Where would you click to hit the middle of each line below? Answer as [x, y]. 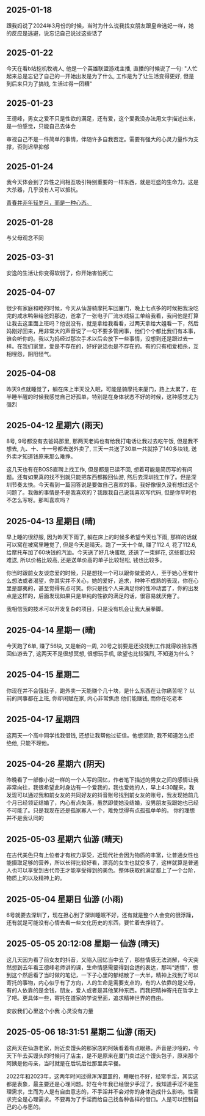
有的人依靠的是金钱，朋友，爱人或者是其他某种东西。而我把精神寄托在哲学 [100, 990]
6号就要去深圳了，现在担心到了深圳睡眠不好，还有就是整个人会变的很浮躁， [102, 915]
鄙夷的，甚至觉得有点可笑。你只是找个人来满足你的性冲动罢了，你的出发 [108, 588]
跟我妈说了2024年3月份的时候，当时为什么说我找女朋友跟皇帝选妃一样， [98, 25]
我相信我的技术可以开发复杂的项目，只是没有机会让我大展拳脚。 [86, 609]
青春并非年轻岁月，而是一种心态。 [49, 203]
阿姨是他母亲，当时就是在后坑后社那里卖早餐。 [65, 1063]
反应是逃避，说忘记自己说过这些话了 [57, 33]
